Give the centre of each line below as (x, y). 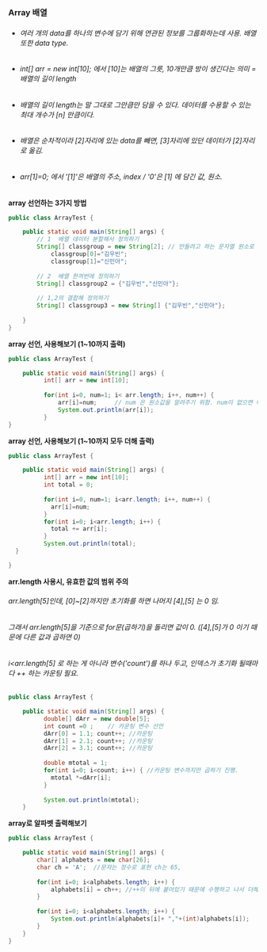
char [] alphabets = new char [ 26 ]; (93, 860)
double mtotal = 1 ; (76, 763)
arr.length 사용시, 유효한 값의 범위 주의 (69, 581)
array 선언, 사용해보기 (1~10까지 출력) (67, 344)
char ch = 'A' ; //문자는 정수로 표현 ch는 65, (109, 867)
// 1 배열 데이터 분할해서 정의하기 (88, 239)
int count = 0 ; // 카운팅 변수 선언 (103, 726)
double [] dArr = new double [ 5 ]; (97, 718)
